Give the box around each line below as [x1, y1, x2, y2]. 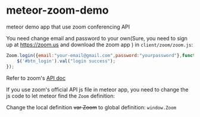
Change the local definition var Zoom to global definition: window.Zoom [6, 103, 177, 110]
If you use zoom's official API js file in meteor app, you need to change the [6, 86, 189, 93]
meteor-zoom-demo [6, 4, 109, 17]
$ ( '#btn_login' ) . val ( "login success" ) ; [17, 58, 116, 64]
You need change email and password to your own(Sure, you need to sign [6, 34, 187, 42]
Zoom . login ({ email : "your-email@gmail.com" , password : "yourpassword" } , [6, 52, 183, 58]
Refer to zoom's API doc [6, 74, 66, 81]
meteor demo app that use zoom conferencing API [6, 23, 130, 30]
